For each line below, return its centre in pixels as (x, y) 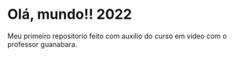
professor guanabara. (42, 44)
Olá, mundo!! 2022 (70, 14)
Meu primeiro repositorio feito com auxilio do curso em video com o (117, 36)
